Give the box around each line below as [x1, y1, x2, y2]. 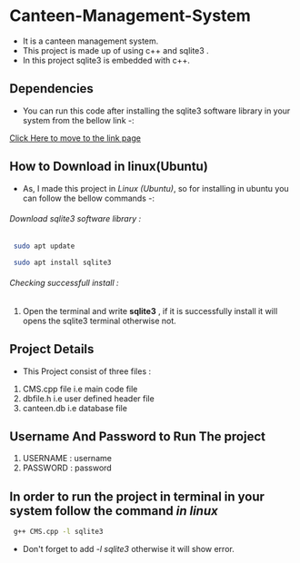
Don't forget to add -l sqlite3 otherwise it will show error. [22, 544, 235, 555]
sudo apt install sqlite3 [13, 258, 112, 267]
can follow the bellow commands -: [22, 193, 155, 203]
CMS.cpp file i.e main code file [22, 383, 138, 394]
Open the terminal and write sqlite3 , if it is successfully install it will [22, 305, 278, 316]
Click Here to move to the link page [9, 133, 141, 143]
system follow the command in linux [9, 503, 218, 519]
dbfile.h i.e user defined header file [22, 392, 155, 404]
